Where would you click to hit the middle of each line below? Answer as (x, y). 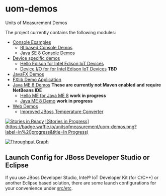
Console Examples (32, 42)
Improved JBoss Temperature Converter (62, 112)
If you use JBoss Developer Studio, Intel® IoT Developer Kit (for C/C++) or (82, 177)
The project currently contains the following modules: (61, 32)
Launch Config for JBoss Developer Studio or (77, 158)
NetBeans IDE (27, 90)
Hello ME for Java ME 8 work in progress (63, 95)
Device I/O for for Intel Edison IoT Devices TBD (68, 69)
